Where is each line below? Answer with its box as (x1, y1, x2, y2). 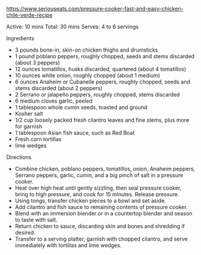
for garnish (14, 123, 43, 130)
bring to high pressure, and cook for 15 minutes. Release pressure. (14, 191, 179, 197)
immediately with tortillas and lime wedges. (14, 242, 122, 248)
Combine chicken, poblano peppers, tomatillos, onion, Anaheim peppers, (14, 165, 196, 172)
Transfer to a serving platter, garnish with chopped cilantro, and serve (14, 235, 188, 242)
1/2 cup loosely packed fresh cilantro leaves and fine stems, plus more (14, 116, 190, 124)
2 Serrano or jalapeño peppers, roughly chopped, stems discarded (14, 91, 180, 98)
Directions (6, 154, 32, 161)
